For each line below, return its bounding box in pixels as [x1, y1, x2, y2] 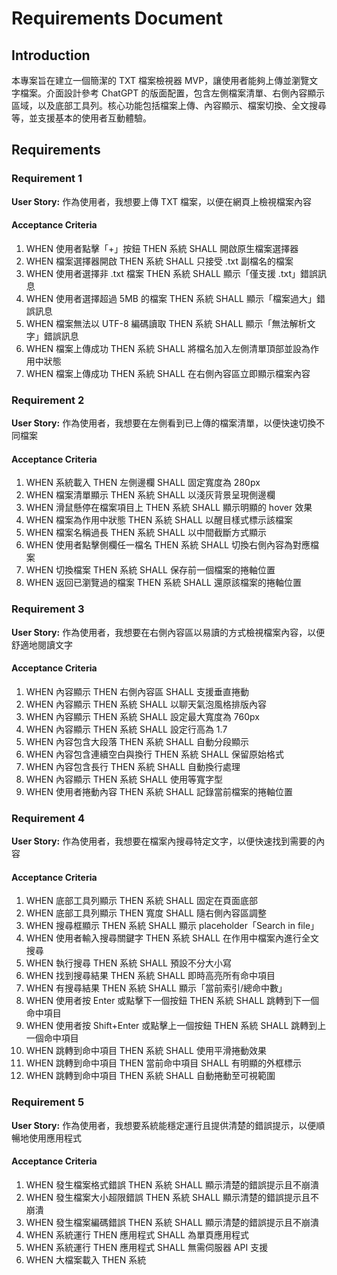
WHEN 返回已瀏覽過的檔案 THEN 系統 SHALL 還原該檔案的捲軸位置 [25, 577, 302, 589]
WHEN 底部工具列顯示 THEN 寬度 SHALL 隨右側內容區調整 [25, 907, 267, 919]
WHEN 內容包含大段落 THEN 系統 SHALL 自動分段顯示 [25, 735, 249, 747]
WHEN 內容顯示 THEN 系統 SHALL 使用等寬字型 [25, 773, 223, 785]
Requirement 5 [11, 1095, 85, 1109]
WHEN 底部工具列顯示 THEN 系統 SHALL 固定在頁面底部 [25, 895, 258, 907]
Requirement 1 [11, 172, 83, 186]
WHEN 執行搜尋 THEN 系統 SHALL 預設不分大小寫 [25, 957, 232, 969]
